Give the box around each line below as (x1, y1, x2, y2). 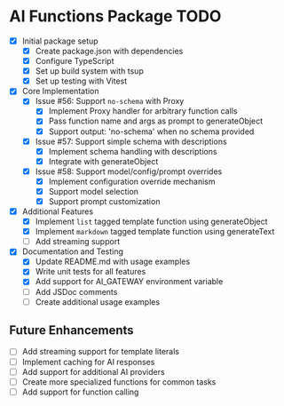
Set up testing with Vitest (35, 76, 128, 86)
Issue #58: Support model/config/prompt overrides (35, 166, 223, 177)
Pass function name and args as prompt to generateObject (48, 115, 264, 126)
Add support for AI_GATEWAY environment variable (35, 276, 224, 287)
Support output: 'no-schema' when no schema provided (48, 126, 255, 137)
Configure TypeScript (35, 56, 114, 67)
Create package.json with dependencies (35, 46, 184, 56)
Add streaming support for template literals (21, 346, 180, 357)
